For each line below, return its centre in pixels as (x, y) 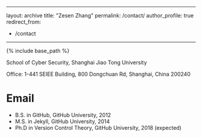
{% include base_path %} (38, 51)
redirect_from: (24, 22)
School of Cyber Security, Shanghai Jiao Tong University (77, 62)
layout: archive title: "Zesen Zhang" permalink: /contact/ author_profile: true (100, 15)
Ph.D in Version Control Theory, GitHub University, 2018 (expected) (98, 127)
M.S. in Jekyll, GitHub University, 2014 (62, 121)
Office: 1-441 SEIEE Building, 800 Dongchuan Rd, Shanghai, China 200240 (98, 74)
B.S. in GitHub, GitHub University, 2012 (63, 115)
